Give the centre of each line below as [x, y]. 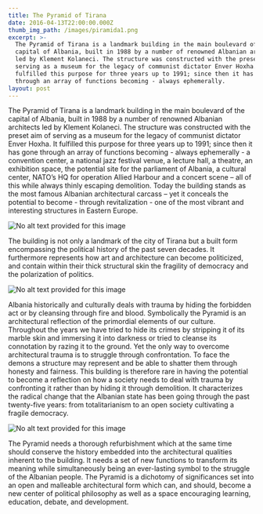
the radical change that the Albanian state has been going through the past [129, 396]
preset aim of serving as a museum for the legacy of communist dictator [124, 136]
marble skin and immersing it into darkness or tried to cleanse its [112, 338]
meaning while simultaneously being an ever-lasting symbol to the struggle [129, 468]
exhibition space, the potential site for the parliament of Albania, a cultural [127, 169]
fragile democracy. [38, 414]
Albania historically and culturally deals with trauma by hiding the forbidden [130, 305]
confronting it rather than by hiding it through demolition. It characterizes [126, 388]
